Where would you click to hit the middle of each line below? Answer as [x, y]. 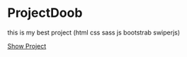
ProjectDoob [45, 13]
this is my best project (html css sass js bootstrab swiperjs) [94, 32]
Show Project [27, 46]
